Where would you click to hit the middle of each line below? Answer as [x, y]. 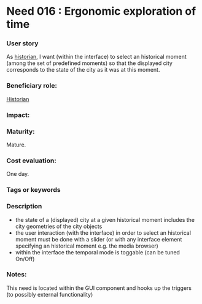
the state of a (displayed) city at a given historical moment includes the [105, 219]
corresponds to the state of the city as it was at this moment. [83, 70]
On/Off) [25, 259]
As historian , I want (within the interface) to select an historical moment [97, 57]
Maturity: [21, 131]
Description [24, 207]
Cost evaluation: [31, 161]
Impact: [18, 115]
